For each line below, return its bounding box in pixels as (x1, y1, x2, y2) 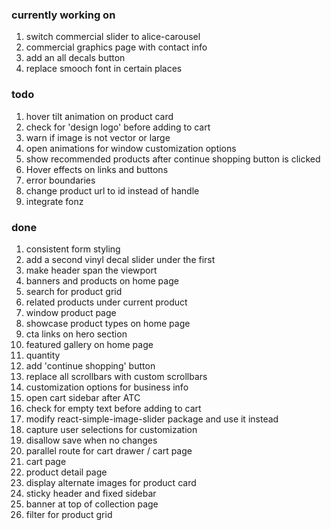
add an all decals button (25, 52, 126, 64)
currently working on (11, 8, 116, 22)
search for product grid (25, 285, 123, 297)
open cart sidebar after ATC (25, 391, 141, 403)
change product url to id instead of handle (25, 184, 200, 197)
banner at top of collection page (25, 498, 159, 510)
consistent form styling (25, 243, 121, 255)
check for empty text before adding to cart (25, 402, 202, 414)
